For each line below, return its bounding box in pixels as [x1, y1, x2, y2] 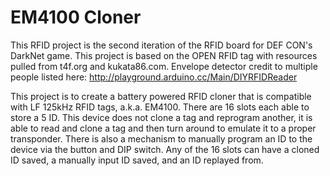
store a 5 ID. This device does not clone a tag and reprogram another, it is [10, 111, 313, 123]
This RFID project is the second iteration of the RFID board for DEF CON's [10, 39, 313, 51]
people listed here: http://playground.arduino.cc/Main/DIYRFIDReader [10, 71, 298, 83]
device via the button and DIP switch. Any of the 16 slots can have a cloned [10, 143, 320, 155]
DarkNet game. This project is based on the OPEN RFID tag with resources [10, 49, 318, 61]
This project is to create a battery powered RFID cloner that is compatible [10, 90, 312, 102]
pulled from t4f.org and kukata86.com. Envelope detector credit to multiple [10, 60, 318, 72]
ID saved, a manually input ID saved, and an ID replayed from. [10, 154, 264, 166]
